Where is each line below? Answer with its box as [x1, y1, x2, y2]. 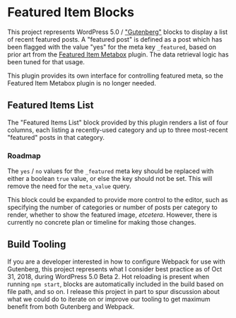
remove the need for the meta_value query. [7, 182, 132, 191]
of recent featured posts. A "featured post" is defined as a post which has [7, 35, 223, 43]
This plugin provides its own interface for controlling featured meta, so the [7, 71, 224, 80]
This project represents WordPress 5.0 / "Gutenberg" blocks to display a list [7, 28, 228, 36]
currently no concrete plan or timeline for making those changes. [7, 218, 196, 227]
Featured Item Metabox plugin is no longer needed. [7, 78, 157, 87]
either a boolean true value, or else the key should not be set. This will [7, 175, 213, 183]
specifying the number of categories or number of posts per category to [7, 203, 218, 212]
